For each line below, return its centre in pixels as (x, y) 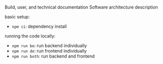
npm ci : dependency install (39, 26)
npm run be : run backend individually (49, 46)
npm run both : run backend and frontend (53, 56)
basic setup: (17, 17)
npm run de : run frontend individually (49, 51)
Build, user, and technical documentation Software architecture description (81, 7)
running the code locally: (30, 36)
